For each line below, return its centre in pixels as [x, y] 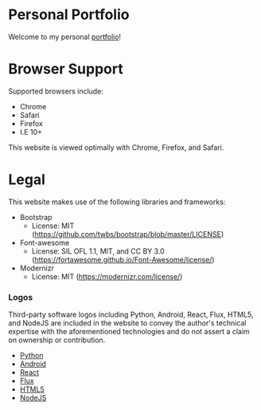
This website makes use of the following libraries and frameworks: [117, 202]
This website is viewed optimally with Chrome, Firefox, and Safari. [116, 147]
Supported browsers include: [56, 91]
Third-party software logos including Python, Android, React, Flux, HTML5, [131, 315]
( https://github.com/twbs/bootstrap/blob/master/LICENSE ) [128, 234]
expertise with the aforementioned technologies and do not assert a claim [129, 332]
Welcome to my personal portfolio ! [65, 37]
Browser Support [66, 69]
